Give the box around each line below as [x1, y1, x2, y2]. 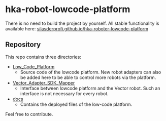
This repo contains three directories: [5, 54, 81, 60]
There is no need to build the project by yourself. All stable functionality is [5, 20, 159, 26]
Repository [5, 41, 41, 49]
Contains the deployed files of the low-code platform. [20, 101, 132, 107]
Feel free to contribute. [5, 111, 53, 117]
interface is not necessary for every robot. [20, 90, 109, 97]
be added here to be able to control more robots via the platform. [20, 74, 156, 80]
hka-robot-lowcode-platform [5, 4, 130, 15]
